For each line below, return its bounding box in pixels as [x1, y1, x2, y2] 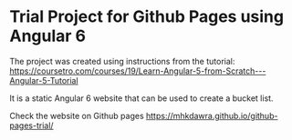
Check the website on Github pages [9, 110, 144, 121]
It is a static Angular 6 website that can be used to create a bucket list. [9, 93, 274, 104]
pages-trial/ [9, 120, 54, 131]
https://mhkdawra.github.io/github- [145, 110, 278, 121]
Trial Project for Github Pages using [9, 6, 285, 27]
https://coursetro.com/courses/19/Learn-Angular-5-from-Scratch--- [9, 65, 266, 76]
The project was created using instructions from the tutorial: [9, 55, 235, 66]
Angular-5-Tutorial [9, 75, 79, 85]
